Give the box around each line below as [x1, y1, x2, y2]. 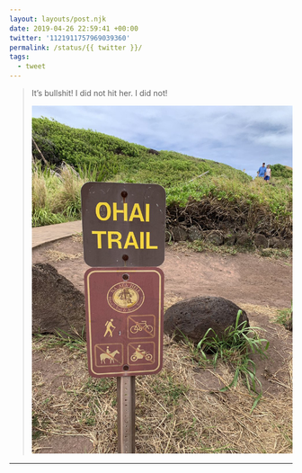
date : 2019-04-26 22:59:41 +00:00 [9, 23, 139, 33]
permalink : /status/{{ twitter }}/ [9, 43, 143, 52]
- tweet [17, 62, 47, 71]
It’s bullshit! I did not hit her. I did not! [31, 88, 168, 98]
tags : [9, 52, 30, 62]
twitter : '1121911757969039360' [9, 33, 130, 42]
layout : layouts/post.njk [9, 14, 106, 23]
